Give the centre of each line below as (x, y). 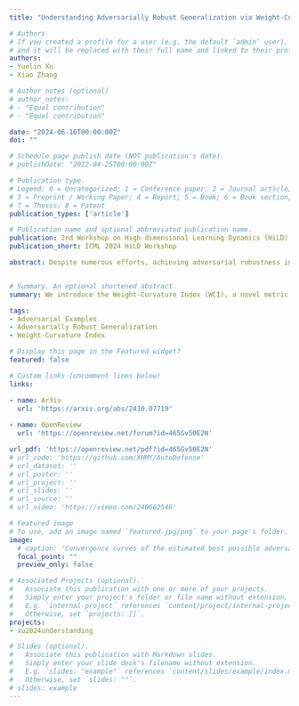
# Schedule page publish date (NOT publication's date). (117, 157)
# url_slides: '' (41, 491)
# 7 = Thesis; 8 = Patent (57, 206)
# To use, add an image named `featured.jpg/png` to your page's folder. (149, 532)
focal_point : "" (47, 556)
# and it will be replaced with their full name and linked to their (141, 50)
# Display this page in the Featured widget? (95, 352)
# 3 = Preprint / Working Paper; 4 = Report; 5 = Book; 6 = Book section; (151, 197)
